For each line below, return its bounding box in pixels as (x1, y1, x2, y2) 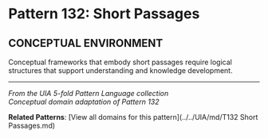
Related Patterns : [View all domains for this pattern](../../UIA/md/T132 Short (8, 113, 258, 121)
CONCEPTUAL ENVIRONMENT (8, 36, 164, 50)
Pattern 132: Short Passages (8, 5, 200, 23)
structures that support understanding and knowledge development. (8, 66, 233, 75)
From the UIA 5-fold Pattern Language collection (8, 89, 169, 98)
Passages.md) (8, 121, 56, 130)
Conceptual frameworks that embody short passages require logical (8, 57, 233, 67)
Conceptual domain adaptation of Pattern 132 (8, 97, 160, 106)
